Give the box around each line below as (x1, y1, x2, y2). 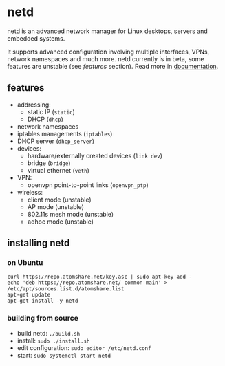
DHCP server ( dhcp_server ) (17, 137, 95, 145)
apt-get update (7, 292, 51, 299)
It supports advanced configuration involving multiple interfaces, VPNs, (7, 47, 210, 56)
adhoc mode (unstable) (27, 217, 94, 226)
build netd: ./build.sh (17, 329, 81, 337)
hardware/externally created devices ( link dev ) (27, 151, 163, 160)
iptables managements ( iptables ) (17, 129, 113, 138)
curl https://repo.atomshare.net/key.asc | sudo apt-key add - (7, 273, 193, 281)
